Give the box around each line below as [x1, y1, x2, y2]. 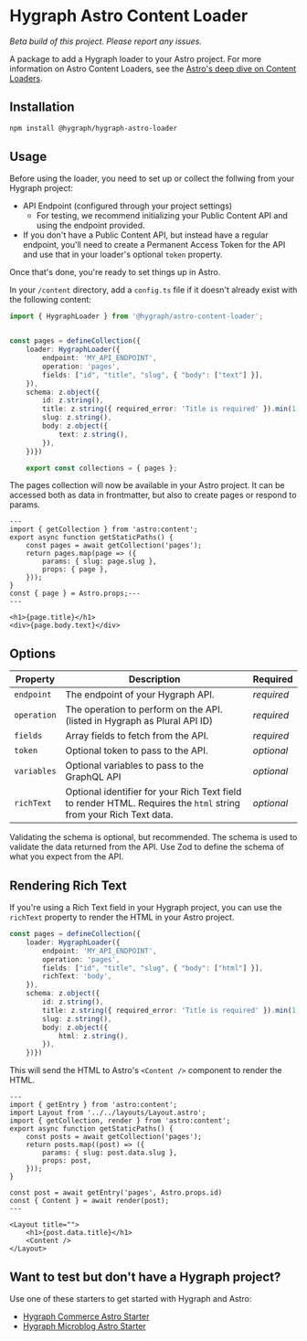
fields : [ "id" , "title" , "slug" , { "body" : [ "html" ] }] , [42, 963, 264, 973]
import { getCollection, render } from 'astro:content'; [9, 1116, 231, 1125]
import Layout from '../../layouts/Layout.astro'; [9, 1108, 206, 1118]
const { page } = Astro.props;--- [9, 589, 142, 599]
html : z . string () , [58, 1031, 129, 1040]
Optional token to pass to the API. [65, 744, 208, 757]
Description [128, 673, 181, 686]
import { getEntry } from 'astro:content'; [9, 1101, 178, 1110]
